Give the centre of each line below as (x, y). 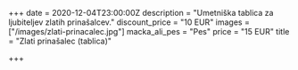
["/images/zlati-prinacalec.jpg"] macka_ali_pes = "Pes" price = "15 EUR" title (149, 31)
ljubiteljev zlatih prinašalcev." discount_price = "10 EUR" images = (129, 22)
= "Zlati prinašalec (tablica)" (60, 41)
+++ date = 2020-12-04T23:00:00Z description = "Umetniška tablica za (141, 13)
